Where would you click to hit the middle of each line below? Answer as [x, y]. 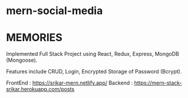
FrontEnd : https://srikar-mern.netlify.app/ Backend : [70, 83]
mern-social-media [55, 11]
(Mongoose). [22, 60]
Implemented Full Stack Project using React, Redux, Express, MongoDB [93, 54]
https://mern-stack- [158, 83]
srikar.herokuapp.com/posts [40, 89]
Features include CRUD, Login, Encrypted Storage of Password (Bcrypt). [94, 72]
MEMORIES [34, 38]
